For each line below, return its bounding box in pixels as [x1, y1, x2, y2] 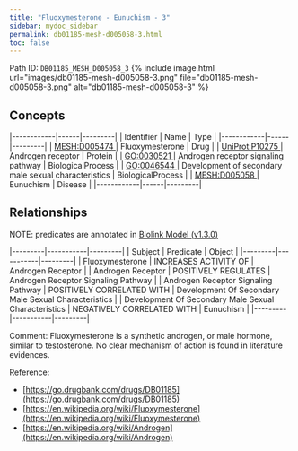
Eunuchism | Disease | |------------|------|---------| [9, 179, 202, 190]
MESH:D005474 [53, 141, 114, 152]
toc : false [9, 38, 50, 48]
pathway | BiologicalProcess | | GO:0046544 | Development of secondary [9, 160, 283, 171]
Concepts [9, 108, 66, 123]
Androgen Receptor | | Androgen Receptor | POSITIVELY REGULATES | [9, 265, 271, 276]
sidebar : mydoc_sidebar [9, 22, 99, 30]
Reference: [9, 367, 50, 377]
